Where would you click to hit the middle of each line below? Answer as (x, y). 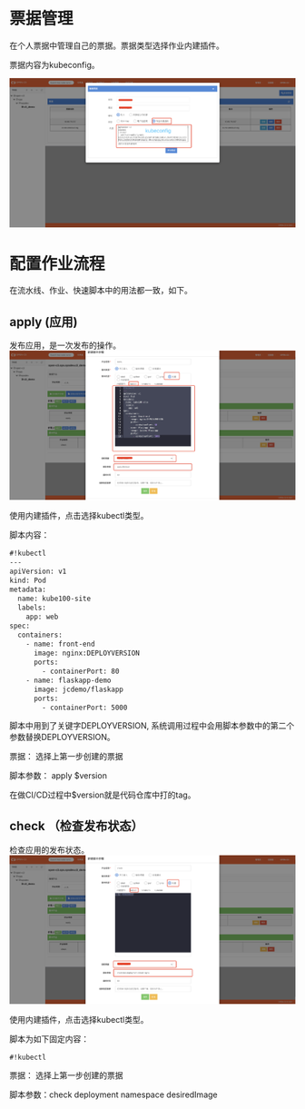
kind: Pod (28, 580)
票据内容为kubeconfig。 (54, 64)
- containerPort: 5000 (85, 708)
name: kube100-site (54, 599)
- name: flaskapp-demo (69, 680)
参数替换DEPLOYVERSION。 (62, 737)
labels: (32, 608)
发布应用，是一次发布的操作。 (65, 345)
